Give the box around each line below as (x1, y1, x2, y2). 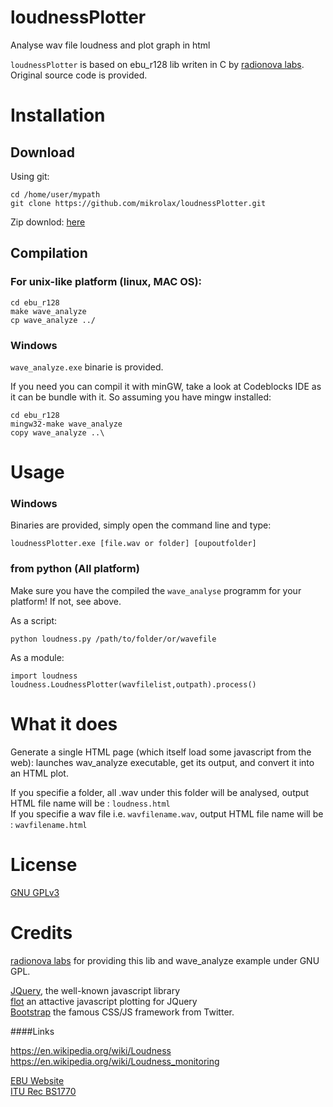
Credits (10, 921, 73, 944)
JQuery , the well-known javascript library (10, 984, 180, 996)
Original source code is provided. (10, 69, 148, 81)
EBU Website (10, 1074, 65, 1086)
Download (10, 144, 75, 161)
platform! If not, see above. (10, 595, 122, 607)
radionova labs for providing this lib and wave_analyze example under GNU (10, 954, 320, 966)
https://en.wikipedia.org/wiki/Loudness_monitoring (10, 1055, 220, 1067)
